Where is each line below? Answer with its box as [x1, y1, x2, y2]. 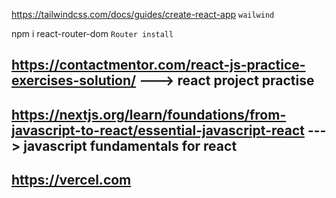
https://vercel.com [11, 172, 132, 189]
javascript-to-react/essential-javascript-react [11, 122, 305, 139]
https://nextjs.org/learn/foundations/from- [11, 106, 287, 123]
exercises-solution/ [11, 72, 137, 89]
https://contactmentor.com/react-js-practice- [11, 57, 306, 74]
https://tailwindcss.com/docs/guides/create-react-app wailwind [11, 9, 275, 20]
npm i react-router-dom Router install [11, 28, 174, 39]
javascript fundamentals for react [23, 137, 238, 154]
